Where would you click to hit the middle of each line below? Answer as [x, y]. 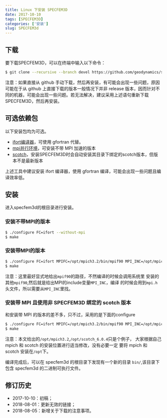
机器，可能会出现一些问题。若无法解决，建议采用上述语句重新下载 [81, 95]
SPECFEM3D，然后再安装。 [34, 101]
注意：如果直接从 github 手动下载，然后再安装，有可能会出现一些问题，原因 [83, 82]
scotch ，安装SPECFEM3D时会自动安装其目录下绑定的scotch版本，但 [83, 154]
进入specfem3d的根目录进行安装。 [41, 208]
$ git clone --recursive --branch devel [48, 72]
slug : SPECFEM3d [22, 28]
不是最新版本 [30, 161]
